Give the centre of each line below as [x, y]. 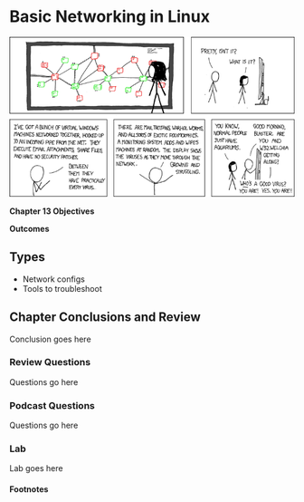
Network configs [54, 279]
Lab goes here [36, 468]
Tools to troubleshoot [62, 288]
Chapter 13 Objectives [52, 211]
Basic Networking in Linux [110, 17]
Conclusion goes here [51, 339]
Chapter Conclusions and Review [105, 318]
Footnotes [29, 489]
